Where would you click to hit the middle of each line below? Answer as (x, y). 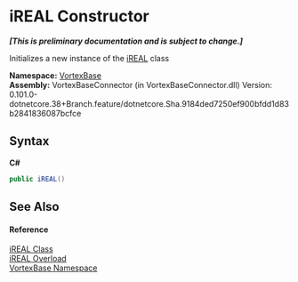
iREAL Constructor (79, 16)
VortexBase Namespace (53, 268)
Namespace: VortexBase (56, 75)
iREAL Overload (38, 259)
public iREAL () (37, 179)
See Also (34, 207)
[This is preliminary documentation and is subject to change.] (126, 41)
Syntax (29, 141)
